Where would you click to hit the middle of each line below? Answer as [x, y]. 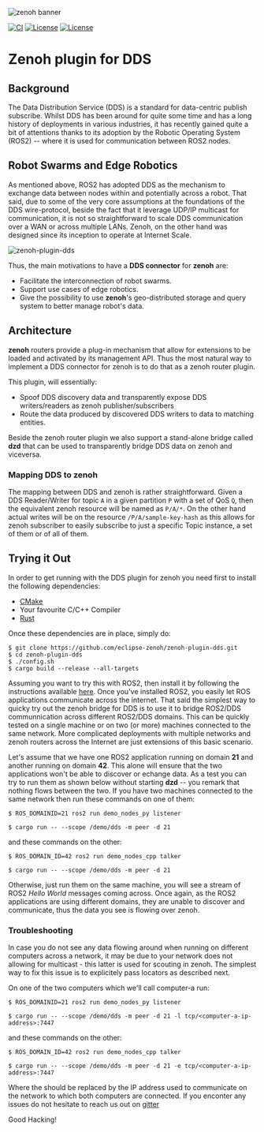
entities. [32, 422]
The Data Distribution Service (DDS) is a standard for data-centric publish [128, 107]
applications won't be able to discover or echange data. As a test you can [127, 774]
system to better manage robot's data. [82, 306]
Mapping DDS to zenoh [53, 475]
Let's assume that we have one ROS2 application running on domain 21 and [131, 757]
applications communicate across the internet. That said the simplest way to [132, 700]
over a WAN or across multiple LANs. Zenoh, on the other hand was [118, 226]
